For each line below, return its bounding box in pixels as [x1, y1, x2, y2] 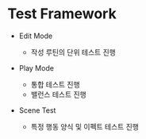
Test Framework [7, 5, 117, 23]
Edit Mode [18, 31, 53, 41]
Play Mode [18, 63, 55, 72]
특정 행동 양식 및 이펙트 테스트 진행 [30, 122, 140, 131]
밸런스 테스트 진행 [30, 89, 86, 99]
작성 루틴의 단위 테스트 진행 [30, 47, 116, 56]
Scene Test [18, 105, 56, 115]
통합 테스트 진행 [30, 79, 80, 89]
